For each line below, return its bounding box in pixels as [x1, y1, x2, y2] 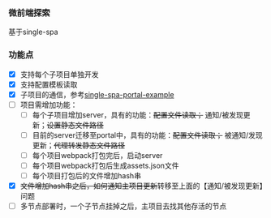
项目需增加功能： [19, 100, 78, 109]
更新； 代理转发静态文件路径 [32, 140, 126, 150]
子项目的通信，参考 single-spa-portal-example [19, 89, 174, 99]
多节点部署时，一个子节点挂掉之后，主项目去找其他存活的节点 [19, 201, 227, 212]
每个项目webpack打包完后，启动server [32, 150, 163, 160]
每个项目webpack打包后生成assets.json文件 [32, 160, 179, 171]
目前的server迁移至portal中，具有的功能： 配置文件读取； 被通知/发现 [32, 130, 263, 139]
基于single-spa [8, 27, 58, 37]
